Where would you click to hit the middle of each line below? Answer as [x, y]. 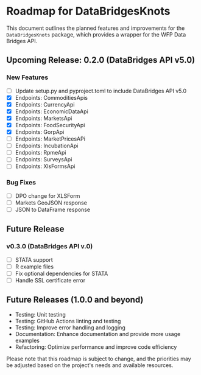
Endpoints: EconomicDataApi [51, 111]
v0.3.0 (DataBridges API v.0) [50, 247]
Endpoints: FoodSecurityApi [50, 125]
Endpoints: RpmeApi [41, 153]
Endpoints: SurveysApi [44, 159]
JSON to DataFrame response [52, 209]
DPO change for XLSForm [48, 195]
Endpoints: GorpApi [40, 132]
